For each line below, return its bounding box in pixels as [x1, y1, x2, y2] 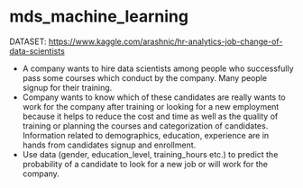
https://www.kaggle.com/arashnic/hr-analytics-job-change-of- [48, 36, 283, 47]
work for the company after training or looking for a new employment [22, 101, 280, 112]
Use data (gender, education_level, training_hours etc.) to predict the [22, 148, 279, 159]
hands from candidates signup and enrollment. [22, 139, 197, 150]
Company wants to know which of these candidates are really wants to [22, 92, 286, 103]
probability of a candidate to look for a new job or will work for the [22, 158, 269, 169]
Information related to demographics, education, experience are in [22, 130, 270, 140]
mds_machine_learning [9, 6, 189, 27]
